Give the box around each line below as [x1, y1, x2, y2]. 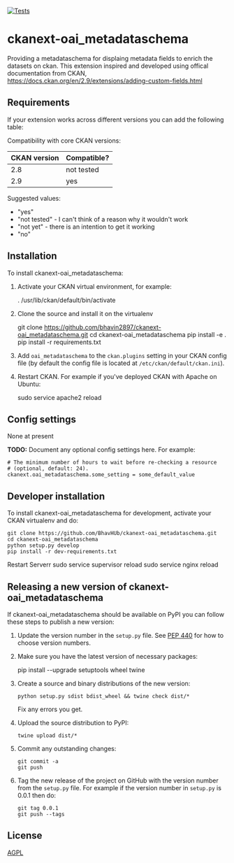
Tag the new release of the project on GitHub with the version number [17, 776, 219, 785]
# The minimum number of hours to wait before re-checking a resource [7, 459, 217, 466]
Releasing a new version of [7, 580, 127, 592]
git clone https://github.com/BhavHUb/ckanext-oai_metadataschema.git [7, 530, 217, 537]
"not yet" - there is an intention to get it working [17, 222, 155, 231]
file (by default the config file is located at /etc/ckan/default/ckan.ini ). [17, 359, 225, 367]
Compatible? [66, 152, 110, 162]
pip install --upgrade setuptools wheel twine [17, 666, 145, 674]
